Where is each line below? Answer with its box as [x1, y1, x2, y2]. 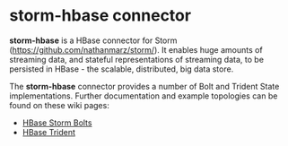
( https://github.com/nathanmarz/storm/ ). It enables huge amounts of [9, 44, 263, 55]
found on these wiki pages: [9, 99, 109, 110]
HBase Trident [22, 126, 76, 137]
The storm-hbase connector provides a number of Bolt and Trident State [9, 81, 280, 91]
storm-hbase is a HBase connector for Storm [9, 35, 178, 46]
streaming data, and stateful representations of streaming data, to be [9, 54, 265, 64]
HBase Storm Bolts [22, 117, 92, 128]
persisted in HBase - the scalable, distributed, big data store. [9, 64, 234, 74]
